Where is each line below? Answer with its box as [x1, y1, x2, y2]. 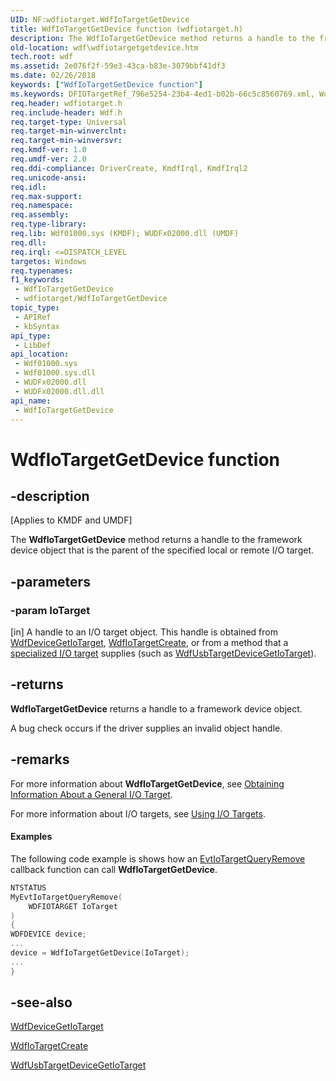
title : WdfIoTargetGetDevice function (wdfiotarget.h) [10, 24, 244, 34]
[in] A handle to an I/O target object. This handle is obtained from [10, 626, 278, 638]
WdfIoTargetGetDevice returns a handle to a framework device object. [10, 702, 303, 715]
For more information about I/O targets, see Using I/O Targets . [10, 807, 266, 820]
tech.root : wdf [10, 52, 74, 62]
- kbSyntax [14, 321, 60, 331]
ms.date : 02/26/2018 [10, 71, 97, 81]
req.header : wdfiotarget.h [10, 98, 123, 108]
